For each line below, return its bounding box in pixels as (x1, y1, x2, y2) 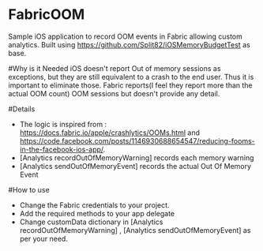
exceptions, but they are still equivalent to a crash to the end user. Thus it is (8, 72, 254, 81)
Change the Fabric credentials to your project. (19, 200, 170, 210)
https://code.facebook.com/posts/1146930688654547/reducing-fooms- (19, 136, 255, 145)
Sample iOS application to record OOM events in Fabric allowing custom (8, 32, 243, 41)
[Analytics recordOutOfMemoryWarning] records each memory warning (19, 152, 254, 163)
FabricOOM (8, 6, 85, 24)
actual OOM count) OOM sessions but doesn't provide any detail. (8, 88, 220, 98)
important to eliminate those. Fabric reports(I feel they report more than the (8, 81, 253, 90)
